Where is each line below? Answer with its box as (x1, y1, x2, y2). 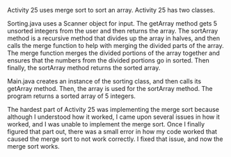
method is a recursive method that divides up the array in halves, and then (7, 34, 221, 42)
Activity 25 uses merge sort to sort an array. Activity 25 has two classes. (7, 6, 216, 14)
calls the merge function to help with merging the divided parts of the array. (7, 42, 224, 49)
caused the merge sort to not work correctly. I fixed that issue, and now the (7, 135, 223, 143)
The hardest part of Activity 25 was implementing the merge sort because (7, 106, 219, 113)
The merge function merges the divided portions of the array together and (7, 49, 221, 57)
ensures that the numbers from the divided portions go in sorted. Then (7, 56, 210, 65)
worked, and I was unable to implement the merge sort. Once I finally (7, 120, 205, 128)
